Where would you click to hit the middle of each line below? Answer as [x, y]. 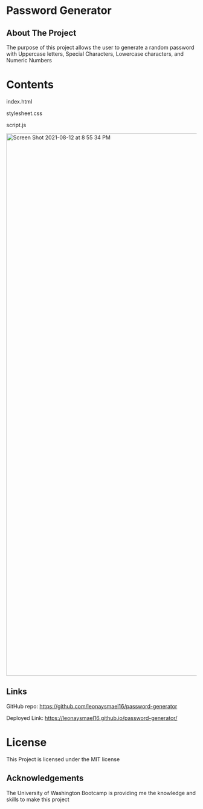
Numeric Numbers [29, 60]
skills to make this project [38, 799]
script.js [16, 125]
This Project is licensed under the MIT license [63, 759]
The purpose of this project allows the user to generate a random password [100, 47]
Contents [30, 85]
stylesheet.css [24, 113]
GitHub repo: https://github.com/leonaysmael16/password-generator [92, 706]
